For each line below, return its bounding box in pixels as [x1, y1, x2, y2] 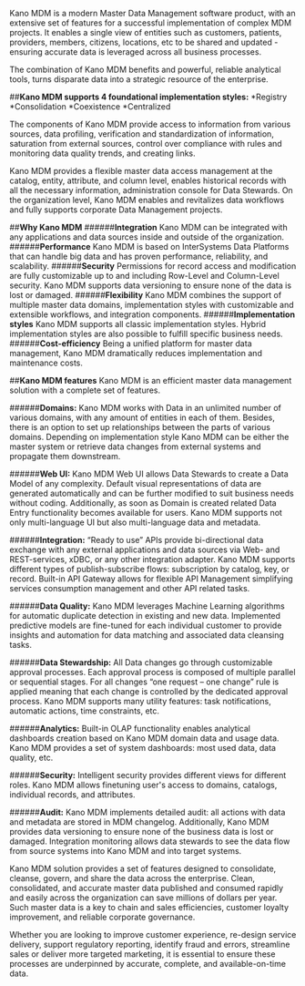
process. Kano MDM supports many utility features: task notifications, [9, 696, 271, 706]
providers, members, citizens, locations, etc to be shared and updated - [9, 36, 279, 47]
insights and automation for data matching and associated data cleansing [9, 630, 285, 641]
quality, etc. [9, 752, 54, 763]
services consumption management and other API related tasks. [9, 583, 250, 593]
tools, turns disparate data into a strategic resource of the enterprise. [9, 74, 269, 85]
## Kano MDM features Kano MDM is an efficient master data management [9, 375, 292, 385]
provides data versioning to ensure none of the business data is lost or [9, 827, 274, 837]
